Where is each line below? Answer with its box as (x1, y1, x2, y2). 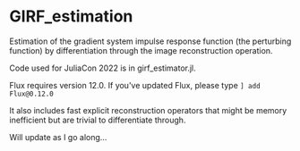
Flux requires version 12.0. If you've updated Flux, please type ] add (9, 80, 261, 90)
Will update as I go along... (9, 131, 107, 142)
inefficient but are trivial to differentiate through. (9, 114, 186, 125)
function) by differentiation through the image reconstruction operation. (9, 45, 273, 55)
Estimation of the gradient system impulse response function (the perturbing (9, 36, 292, 46)
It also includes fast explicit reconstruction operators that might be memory (9, 105, 287, 115)
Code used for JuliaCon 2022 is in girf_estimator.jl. (9, 63, 197, 73)
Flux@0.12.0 (9, 89, 54, 98)
